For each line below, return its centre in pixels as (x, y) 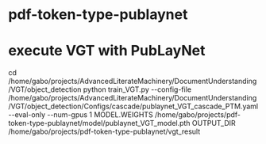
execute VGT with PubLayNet (107, 51)
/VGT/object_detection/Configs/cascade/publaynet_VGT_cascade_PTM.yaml (133, 106)
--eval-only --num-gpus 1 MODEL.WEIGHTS (81, 115)
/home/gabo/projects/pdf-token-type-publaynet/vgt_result (104, 131)
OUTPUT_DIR (214, 123)
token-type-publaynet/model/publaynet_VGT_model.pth (99, 123)
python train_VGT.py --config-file (137, 89)
